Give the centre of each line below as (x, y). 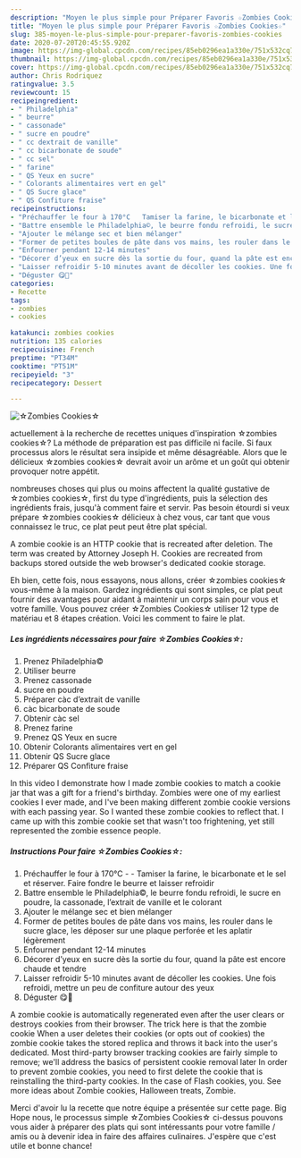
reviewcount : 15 (40, 92)
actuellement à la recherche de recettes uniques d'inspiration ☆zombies (144, 434)
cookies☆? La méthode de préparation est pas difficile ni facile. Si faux (141, 443)
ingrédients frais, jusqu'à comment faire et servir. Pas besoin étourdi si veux (150, 508)
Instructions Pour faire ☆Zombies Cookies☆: (96, 851)
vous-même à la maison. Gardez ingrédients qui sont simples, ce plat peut (146, 590)
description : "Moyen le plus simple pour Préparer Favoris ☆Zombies (140, 17)
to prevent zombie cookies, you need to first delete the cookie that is (137, 1072)
